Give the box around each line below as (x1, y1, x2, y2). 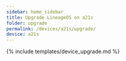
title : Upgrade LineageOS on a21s (6, 14, 94, 21)
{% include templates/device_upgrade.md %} (6, 48, 120, 55)
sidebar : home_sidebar (6, 8, 64, 15)
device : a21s (6, 31, 39, 37)
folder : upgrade (6, 20, 47, 26)
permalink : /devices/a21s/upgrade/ (6, 25, 96, 32)
